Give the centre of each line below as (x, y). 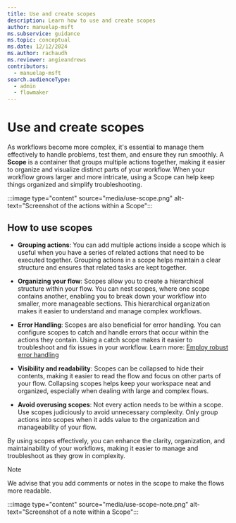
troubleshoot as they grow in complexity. (66, 455)
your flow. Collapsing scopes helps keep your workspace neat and (114, 383)
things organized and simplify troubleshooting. (75, 185)
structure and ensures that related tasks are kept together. (102, 267)
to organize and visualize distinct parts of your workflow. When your (106, 169)
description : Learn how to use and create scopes (82, 20)
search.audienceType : (39, 79)
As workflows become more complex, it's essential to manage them (106, 147)
